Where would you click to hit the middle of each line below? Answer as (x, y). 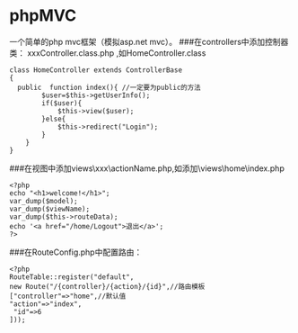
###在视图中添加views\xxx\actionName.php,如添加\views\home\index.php (147, 168)
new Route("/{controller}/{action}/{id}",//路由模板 (107, 286)
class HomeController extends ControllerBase (96, 70)
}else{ (54, 119)
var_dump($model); (44, 201)
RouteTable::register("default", (72, 277)
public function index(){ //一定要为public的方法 (109, 87)
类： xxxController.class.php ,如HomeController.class (108, 53)
